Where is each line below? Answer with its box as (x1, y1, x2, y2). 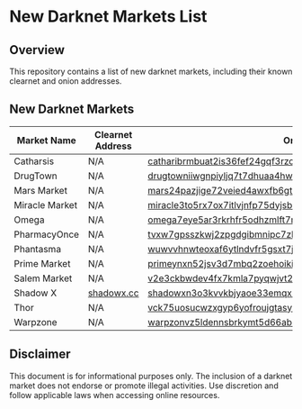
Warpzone (13, 315, 58, 328)
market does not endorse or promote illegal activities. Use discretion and (9, 380, 279, 391)
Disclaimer (9, 347, 71, 362)
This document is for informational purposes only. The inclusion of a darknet (9, 370, 293, 381)
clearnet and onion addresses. (9, 76, 122, 86)
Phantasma (13, 242, 61, 255)
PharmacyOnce (13, 228, 79, 241)
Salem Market (13, 272, 73, 285)
